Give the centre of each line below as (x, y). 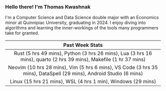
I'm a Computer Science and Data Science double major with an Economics (82, 18)
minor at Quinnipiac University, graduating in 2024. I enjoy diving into (75, 23)
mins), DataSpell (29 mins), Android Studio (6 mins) (83, 73)
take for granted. (22, 33)
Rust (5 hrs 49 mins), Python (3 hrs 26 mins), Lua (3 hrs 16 (83, 53)
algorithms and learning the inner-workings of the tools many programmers (82, 28)
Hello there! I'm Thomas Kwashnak (48, 7)
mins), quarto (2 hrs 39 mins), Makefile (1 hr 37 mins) (83, 60)
